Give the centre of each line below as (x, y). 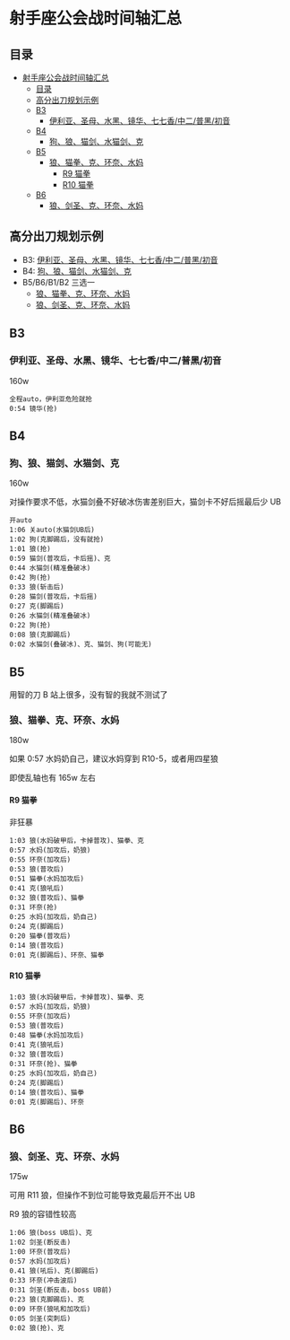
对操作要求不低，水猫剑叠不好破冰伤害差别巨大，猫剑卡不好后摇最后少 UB (145, 502)
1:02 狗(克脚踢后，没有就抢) (57, 539)
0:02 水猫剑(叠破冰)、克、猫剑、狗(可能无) (81, 644)
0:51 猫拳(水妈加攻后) (47, 879)
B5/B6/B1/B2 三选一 (59, 282)
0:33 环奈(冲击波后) (43, 1281)
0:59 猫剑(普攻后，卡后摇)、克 (60, 559)
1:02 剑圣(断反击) (40, 1243)
